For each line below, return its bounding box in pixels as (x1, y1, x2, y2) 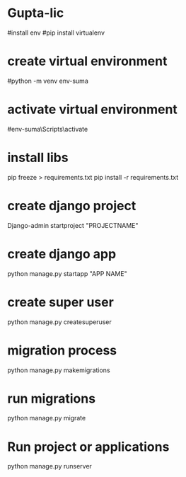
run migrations (7, 391, 96, 406)
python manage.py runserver (7, 462, 92, 471)
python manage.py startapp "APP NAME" (7, 269, 127, 277)
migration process (7, 342, 117, 358)
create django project (7, 197, 136, 214)
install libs (7, 150, 69, 166)
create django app (7, 246, 117, 262)
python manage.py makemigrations (7, 366, 111, 374)
